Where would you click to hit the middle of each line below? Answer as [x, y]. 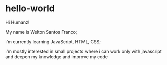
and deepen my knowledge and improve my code [57, 57]
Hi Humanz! [17, 22]
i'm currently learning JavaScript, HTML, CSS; [53, 42]
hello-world [30, 9]
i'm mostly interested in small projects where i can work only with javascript [83, 51]
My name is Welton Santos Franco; [41, 32]
